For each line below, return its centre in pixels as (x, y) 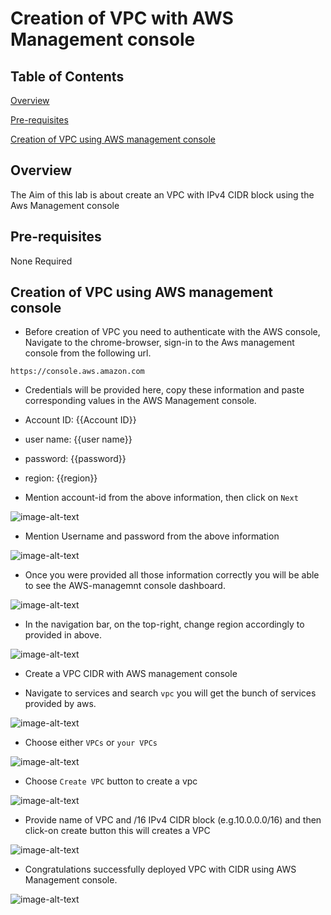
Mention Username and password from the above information (152, 536)
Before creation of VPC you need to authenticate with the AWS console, (172, 332)
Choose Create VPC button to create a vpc (111, 781)
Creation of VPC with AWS (122, 18)
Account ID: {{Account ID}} (80, 420)
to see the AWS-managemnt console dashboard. (125, 586)
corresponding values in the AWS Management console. (140, 401)
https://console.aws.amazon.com (77, 372)
